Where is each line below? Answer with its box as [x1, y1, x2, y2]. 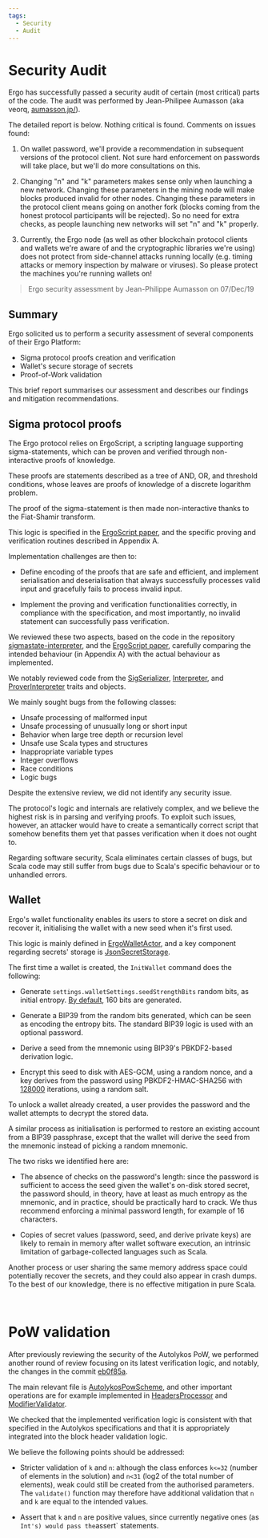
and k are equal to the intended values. [19, 1496, 149, 1506]
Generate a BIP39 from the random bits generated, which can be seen [19, 1010, 252, 1020]
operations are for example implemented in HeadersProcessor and [8, 1391, 228, 1400]
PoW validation [8, 1323, 110, 1341]
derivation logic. [19, 1051, 74, 1061]
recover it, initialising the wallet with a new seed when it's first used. [8, 923, 234, 932]
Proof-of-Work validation [19, 370, 102, 380]
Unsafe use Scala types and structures [19, 738, 148, 747]
